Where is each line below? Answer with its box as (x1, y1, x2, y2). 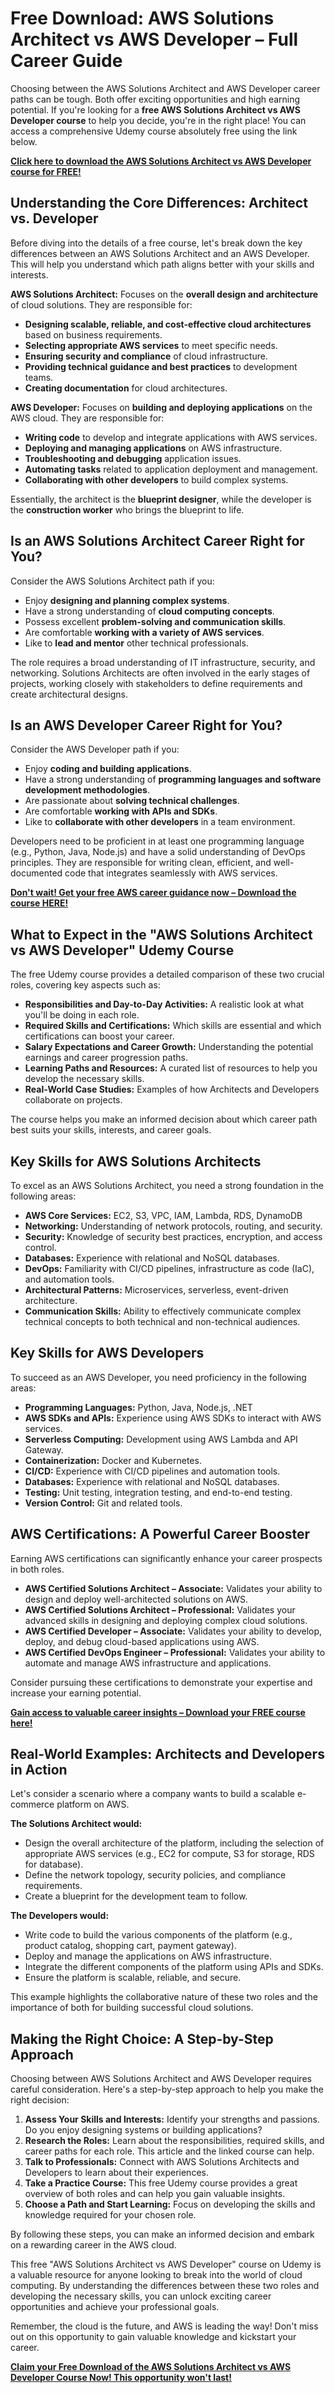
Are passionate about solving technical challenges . (24, 795, 240, 807)
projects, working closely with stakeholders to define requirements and (10, 677, 303, 689)
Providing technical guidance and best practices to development (24, 360, 298, 372)
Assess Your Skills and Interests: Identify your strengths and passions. (24, 2113, 320, 2126)
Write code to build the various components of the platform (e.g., (24, 1929, 293, 1941)
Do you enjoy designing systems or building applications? (24, 2124, 263, 2136)
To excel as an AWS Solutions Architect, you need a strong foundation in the (10, 1180, 324, 1191)
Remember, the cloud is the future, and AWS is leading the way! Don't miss (10, 2320, 319, 2332)
